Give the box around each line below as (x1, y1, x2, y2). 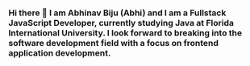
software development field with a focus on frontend (8, 37, 219, 48)
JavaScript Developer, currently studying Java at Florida (8, 17, 234, 28)
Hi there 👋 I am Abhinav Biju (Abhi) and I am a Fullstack (8, 7, 227, 19)
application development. (8, 47, 111, 59)
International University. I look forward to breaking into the (8, 27, 243, 39)
